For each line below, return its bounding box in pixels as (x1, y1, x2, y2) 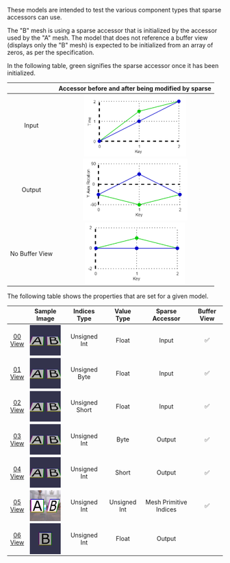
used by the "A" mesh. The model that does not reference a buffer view (7, 34, 208, 42)
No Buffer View (10, 249, 53, 257)
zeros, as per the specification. (7, 48, 94, 56)
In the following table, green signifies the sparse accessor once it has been (7, 62, 219, 69)
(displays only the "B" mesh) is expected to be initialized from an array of (7, 41, 214, 49)
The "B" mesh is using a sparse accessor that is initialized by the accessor (7, 27, 218, 34)
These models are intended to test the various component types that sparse (7, 6, 222, 14)
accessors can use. (7, 13, 62, 21)
